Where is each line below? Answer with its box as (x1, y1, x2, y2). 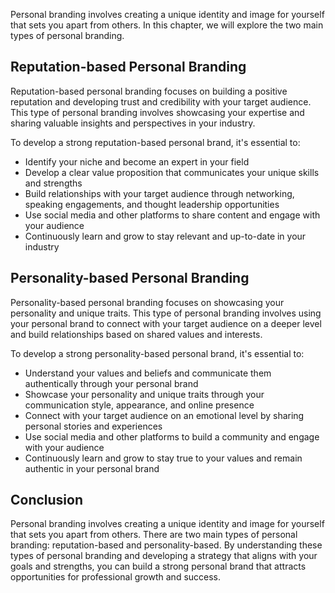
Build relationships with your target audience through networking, (24, 187, 295, 199)
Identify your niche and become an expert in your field (24, 155, 250, 168)
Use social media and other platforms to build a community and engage (24, 430, 320, 443)
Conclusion (10, 492, 84, 509)
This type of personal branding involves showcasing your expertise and (10, 106, 305, 118)
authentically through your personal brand (24, 377, 199, 389)
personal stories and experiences (24, 420, 163, 432)
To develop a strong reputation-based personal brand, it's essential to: (10, 136, 301, 148)
